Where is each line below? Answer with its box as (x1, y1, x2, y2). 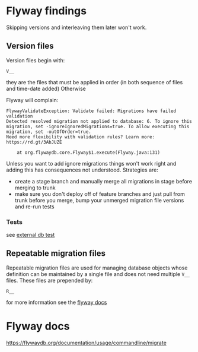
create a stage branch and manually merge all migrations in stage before (14, 177, 193, 185)
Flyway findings (6, 4, 87, 18)
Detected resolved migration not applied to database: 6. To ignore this (6, 118, 193, 124)
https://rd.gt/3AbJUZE (6, 139, 62, 145)
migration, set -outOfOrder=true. (6, 129, 92, 135)
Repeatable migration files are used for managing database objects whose (6, 264, 188, 271)
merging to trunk (14, 184, 56, 191)
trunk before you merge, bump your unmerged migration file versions (14, 196, 184, 204)
